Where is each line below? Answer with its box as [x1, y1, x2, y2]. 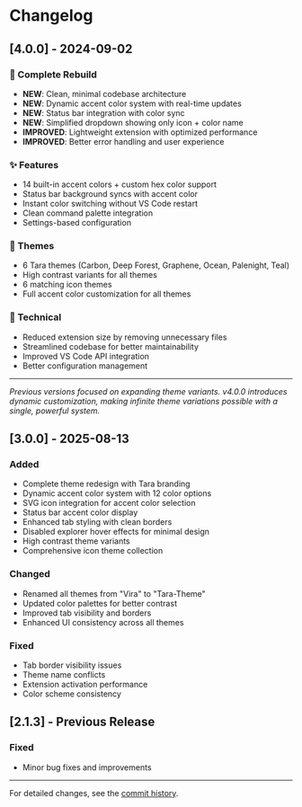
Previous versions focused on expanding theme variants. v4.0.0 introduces [9, 386, 288, 396]
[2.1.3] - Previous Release [9, 714, 155, 730]
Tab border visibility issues [22, 660, 122, 670]
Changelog [9, 5, 93, 26]
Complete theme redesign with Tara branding [22, 478, 191, 490]
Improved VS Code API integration [22, 350, 150, 361]
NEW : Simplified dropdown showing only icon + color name [22, 117, 244, 128]
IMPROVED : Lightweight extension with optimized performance [22, 127, 258, 137]
